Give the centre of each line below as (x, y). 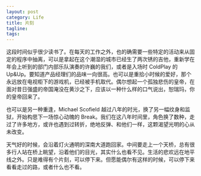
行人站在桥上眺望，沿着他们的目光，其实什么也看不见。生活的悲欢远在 (98, 152)
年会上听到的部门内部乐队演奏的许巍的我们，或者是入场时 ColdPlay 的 (92, 67)
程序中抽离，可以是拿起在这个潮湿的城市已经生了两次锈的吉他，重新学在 (106, 59)
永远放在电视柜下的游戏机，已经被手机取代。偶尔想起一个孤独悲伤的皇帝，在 (100, 82)
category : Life (25, 17)
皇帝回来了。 (27, 97)
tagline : (17, 28)
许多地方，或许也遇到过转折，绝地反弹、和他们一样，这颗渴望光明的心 (103, 125)
